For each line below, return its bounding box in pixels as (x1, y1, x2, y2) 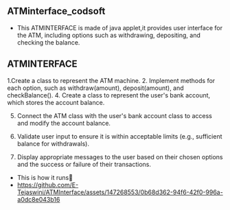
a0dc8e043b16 (16, 195, 60, 203)
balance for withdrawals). (16, 139, 90, 148)
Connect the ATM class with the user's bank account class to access (16, 111, 213, 119)
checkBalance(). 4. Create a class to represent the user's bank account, (7, 91, 211, 99)
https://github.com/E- (16, 180, 79, 189)
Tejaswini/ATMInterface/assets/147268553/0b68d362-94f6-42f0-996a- (16, 188, 223, 196)
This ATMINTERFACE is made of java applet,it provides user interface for (16, 23, 223, 32)
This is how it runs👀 (16, 173, 73, 181)
